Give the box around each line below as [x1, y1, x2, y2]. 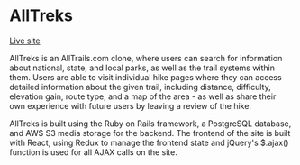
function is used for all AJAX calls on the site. [9, 146, 177, 158]
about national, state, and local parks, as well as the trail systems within [9, 62, 276, 73]
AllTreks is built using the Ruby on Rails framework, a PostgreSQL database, [9, 118, 292, 129]
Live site [9, 35, 41, 46]
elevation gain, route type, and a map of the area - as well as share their [9, 91, 277, 102]
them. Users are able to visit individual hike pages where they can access [9, 71, 282, 82]
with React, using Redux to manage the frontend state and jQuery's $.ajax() [9, 137, 289, 148]
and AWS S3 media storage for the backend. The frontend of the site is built [9, 127, 291, 138]
